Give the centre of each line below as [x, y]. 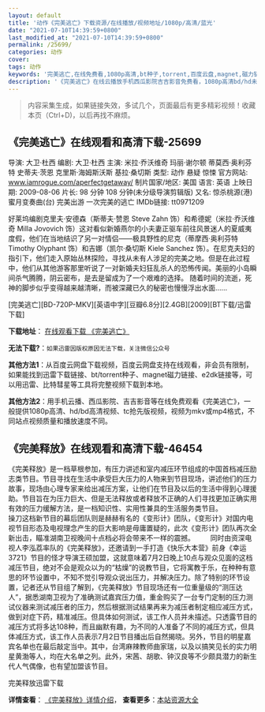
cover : [19, 60]
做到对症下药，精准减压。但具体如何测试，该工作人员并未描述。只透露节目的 [132, 617]
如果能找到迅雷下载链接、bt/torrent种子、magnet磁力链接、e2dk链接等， [127, 375]
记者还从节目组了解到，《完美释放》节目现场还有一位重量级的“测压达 [132, 587]
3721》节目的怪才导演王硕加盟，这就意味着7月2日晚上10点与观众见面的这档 [131, 558]
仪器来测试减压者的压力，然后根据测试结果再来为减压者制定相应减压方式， [136, 607]
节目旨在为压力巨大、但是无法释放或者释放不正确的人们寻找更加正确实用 [139, 499]
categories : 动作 [35, 52]
